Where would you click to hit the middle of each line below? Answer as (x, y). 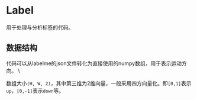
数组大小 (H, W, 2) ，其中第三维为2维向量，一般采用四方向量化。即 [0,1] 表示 (99, 83)
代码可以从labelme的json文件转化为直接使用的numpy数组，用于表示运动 (94, 63)
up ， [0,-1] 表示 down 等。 (35, 91)
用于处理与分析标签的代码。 (40, 27)
